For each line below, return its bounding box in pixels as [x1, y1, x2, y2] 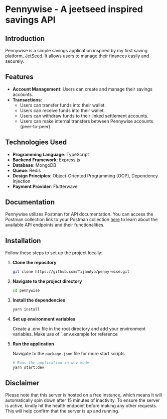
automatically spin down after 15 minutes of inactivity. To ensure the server [5, 397, 160, 403]
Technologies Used [5, 138, 67, 147]
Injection [12, 178, 31, 184]
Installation [5, 236, 41, 245]
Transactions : [12, 96, 43, 102]
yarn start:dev [12, 365, 45, 370]
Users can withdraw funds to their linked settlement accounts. [20, 113, 149, 119]
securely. [5, 58, 24, 64]
